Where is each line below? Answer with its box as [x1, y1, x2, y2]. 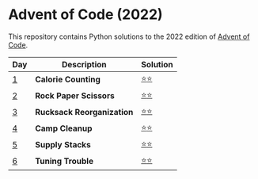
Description [62, 59, 107, 70]
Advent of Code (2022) [8, 6, 164, 24]
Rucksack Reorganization [35, 107, 134, 118]
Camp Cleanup [35, 123, 93, 134]
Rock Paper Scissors [35, 90, 115, 101]
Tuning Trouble [35, 156, 93, 167]
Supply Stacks [35, 139, 91, 150]
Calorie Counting [35, 74, 101, 85]
